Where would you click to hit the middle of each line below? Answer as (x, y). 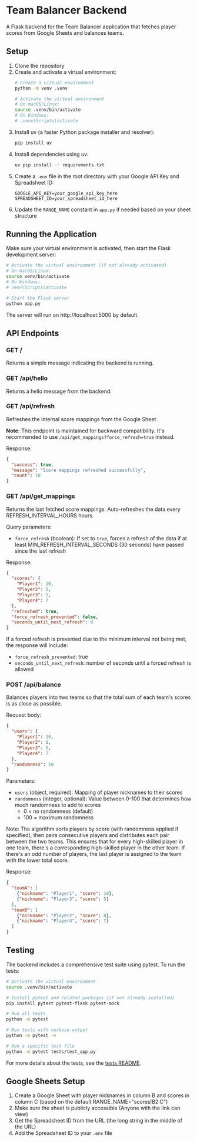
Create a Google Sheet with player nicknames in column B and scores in (102, 1095)
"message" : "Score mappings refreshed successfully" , (79, 470)
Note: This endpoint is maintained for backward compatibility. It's (85, 431)
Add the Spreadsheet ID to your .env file (64, 1133)
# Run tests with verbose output (47, 1030)
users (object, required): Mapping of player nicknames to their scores (98, 792)
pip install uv (33, 143)
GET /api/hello (27, 378)
